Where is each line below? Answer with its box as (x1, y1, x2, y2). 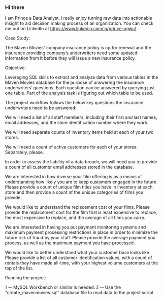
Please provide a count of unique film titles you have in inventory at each (5, 184, 153, 190)
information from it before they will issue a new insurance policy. (5, 55, 136, 61)
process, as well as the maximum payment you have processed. (5, 240, 135, 246)
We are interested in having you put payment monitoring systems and (5, 224, 146, 230)
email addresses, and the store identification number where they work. (5, 120, 149, 126)
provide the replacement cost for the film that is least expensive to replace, (5, 209, 158, 216)
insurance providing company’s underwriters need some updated (5, 50, 138, 56)
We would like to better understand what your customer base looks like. (5, 250, 151, 256)
